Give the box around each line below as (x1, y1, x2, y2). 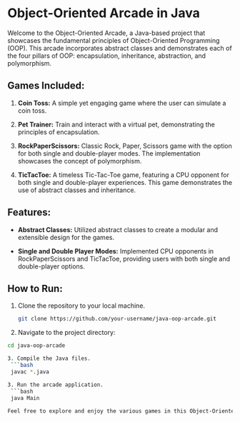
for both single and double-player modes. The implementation (17, 149, 201, 158)
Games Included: (7, 80, 85, 92)
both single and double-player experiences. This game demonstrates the (17, 178, 233, 186)
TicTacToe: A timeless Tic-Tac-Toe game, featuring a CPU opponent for (17, 170, 230, 179)
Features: (7, 206, 51, 218)
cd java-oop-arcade (7, 342, 66, 349)
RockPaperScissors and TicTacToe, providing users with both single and (17, 254, 231, 263)
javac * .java (10, 368, 50, 376)
